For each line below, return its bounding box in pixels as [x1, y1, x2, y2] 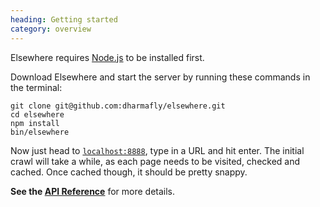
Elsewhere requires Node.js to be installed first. [10, 51, 205, 63]
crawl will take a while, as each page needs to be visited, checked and [10, 155, 301, 167]
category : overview [10, 24, 92, 34]
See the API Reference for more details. [10, 185, 176, 197]
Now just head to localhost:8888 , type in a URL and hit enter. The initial [10, 144, 305, 156]
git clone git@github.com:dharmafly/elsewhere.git [10, 101, 226, 111]
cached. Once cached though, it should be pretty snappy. [10, 166, 248, 178]
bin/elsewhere [10, 127, 70, 137]
